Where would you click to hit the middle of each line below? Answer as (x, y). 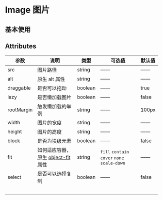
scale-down (113, 163)
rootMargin (20, 110)
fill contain (115, 152)
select (15, 177)
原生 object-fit (54, 157)
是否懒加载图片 (54, 98)
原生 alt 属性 (51, 79)
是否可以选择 (52, 174)
